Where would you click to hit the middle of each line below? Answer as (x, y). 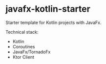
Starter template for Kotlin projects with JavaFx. (53, 22)
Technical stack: (22, 32)
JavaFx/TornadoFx (32, 52)
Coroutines (24, 46)
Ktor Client (23, 57)
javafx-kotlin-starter (48, 9)
